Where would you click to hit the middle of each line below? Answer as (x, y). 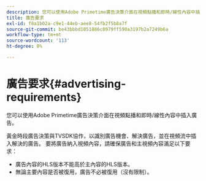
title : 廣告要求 (25, 18)
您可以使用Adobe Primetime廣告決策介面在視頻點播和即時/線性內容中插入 (99, 115)
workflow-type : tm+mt (34, 35)
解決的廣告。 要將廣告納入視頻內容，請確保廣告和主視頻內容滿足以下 (98, 143)
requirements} (44, 97)
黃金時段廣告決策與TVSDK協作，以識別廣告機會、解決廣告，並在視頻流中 (99, 136)
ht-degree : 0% (25, 47)
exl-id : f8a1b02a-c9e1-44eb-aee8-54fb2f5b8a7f (67, 23)
